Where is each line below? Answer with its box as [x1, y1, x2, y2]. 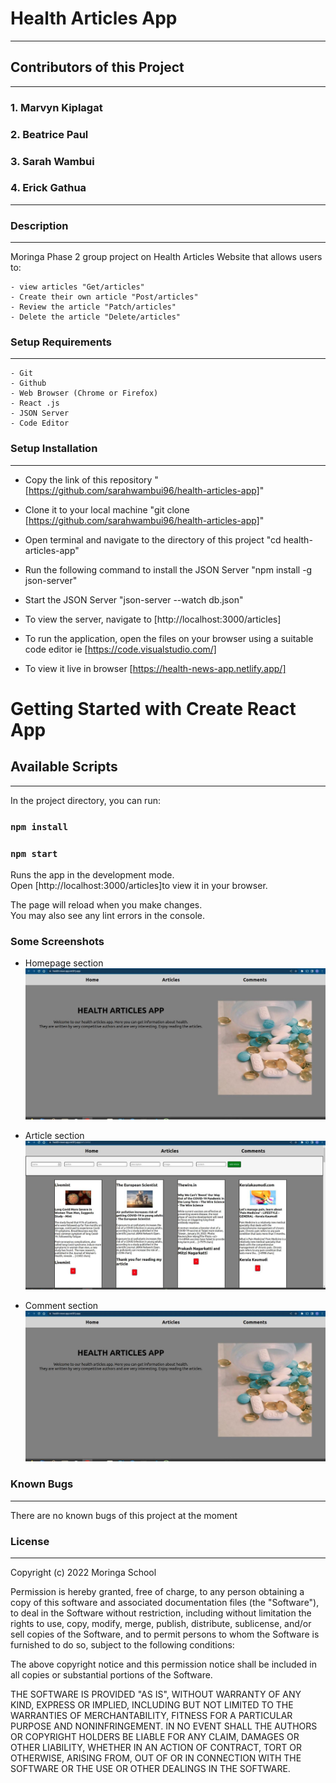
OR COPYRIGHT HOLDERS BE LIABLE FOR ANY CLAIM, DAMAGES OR [10, 1731, 300, 1743]
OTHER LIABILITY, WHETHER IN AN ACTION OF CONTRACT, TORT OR [10, 1742, 302, 1754]
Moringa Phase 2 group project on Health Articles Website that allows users [10, 251, 323, 263]
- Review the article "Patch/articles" [10, 302, 177, 312]
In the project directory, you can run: [10, 794, 161, 806]
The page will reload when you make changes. [10, 898, 203, 911]
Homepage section [24, 957, 104, 969]
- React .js [10, 398, 60, 409]
